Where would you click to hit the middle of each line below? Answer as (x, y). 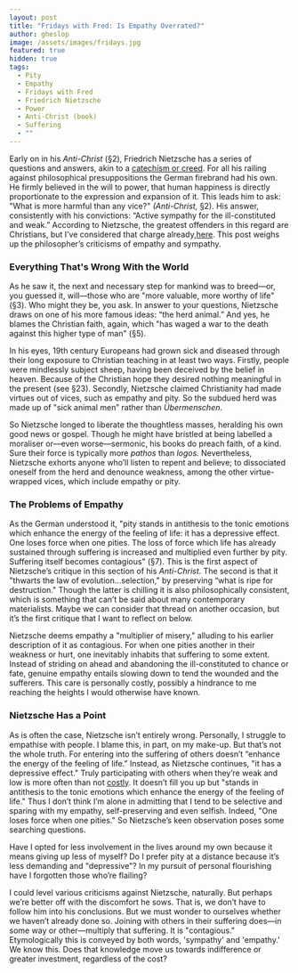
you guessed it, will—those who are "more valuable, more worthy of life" (142, 296)
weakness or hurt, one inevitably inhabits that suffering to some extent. (140, 654)
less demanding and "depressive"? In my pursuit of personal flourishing (141, 865)
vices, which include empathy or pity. (112, 482)
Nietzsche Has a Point (58, 716)
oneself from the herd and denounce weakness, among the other (129, 472)
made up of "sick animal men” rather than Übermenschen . (116, 408)
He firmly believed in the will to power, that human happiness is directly (140, 187)
